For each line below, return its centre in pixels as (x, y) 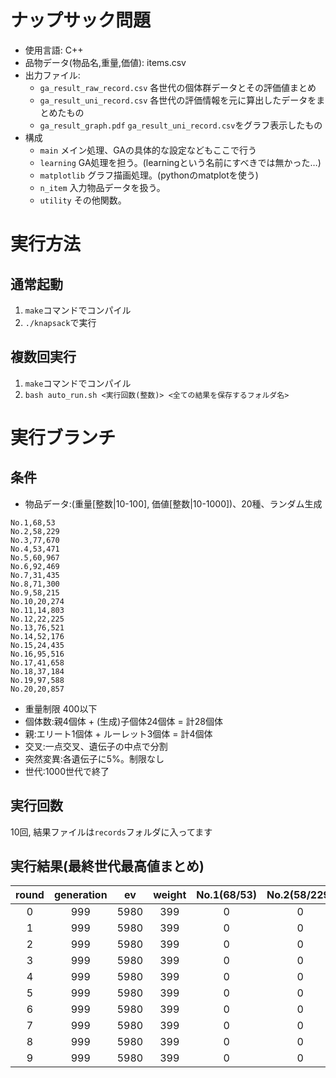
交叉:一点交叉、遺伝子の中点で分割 (96, 746)
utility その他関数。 (83, 200)
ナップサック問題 (81, 20)
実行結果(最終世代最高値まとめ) (107, 866)
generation (80, 895)
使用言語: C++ (54, 50)
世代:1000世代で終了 (67, 771)
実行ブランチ (63, 437)
